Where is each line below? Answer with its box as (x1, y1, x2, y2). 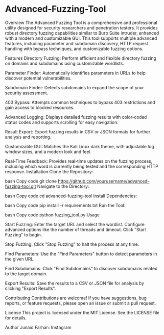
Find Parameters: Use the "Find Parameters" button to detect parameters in (5, 251, 158, 257)
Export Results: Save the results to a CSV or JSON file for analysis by (5, 280, 144, 286)
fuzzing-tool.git (5, 183, 36, 189)
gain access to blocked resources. (5, 104, 74, 110)
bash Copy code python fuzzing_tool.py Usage (5, 212, 100, 218)
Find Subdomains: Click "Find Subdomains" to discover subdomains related (5, 265, 158, 271)
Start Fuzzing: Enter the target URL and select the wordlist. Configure (5, 221, 145, 227)
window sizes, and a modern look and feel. (5, 149, 92, 155)
